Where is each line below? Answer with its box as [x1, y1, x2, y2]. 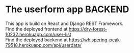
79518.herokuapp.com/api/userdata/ [5, 42, 82, 48]
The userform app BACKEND [5, 4, 129, 15]
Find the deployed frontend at [5, 25, 68, 32]
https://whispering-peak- [68, 37, 122, 43]
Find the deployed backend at [5, 37, 68, 43]
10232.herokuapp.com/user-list [5, 31, 71, 37]
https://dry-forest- [68, 25, 107, 32]
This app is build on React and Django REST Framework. [5, 20, 124, 26]
